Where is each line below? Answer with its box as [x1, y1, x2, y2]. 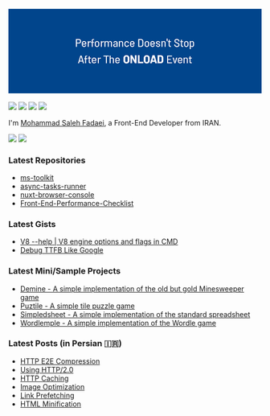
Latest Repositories [8, 154, 86, 166]
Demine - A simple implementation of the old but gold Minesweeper [19, 283, 245, 294]
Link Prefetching [19, 390, 75, 400]
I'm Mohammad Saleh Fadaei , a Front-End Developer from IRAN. [8, 117, 222, 127]
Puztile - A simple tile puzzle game [19, 301, 135, 311]
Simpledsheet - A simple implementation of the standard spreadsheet [19, 309, 251, 319]
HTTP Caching [19, 373, 69, 383]
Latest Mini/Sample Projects [8, 266, 121, 277]
